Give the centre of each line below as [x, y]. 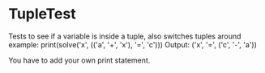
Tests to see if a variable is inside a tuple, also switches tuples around [125, 36]
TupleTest [42, 14]
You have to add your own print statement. [79, 60]
